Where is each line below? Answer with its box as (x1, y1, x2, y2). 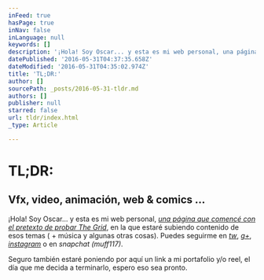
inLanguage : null (8, 33, 65, 42)
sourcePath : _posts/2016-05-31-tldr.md (8, 84, 139, 93)
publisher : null (8, 99, 61, 107)
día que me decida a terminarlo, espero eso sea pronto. (8, 263, 188, 272)
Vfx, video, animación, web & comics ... (8, 193, 206, 207)
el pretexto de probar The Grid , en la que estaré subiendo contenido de (8, 222, 240, 232)
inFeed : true (8, 11, 51, 20)
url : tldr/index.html (8, 114, 79, 122)
